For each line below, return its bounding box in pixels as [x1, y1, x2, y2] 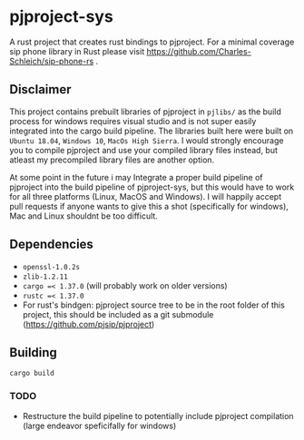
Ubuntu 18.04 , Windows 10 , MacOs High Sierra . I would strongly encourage [9, 134, 284, 146]
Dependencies [9, 237, 93, 252]
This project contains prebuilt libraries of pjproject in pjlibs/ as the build [9, 106, 281, 117]
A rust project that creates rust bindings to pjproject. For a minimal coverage [9, 36, 295, 47]
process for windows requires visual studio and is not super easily [9, 115, 257, 126]
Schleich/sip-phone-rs [9, 55, 94, 66]
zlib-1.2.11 [22, 272, 68, 281]
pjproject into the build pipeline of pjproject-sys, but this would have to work [9, 181, 295, 192]
